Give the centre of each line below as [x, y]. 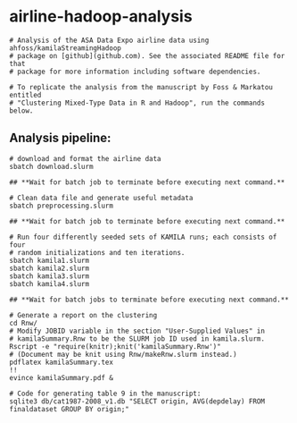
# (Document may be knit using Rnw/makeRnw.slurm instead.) [124, 354]
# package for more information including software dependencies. [135, 72]
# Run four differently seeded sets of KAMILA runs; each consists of [143, 237]
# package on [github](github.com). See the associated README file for [147, 55]
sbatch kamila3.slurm [49, 276]
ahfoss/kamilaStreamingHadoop [66, 48]
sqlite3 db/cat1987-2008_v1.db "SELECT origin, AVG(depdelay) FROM [137, 401]
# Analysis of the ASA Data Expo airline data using [109, 40]
